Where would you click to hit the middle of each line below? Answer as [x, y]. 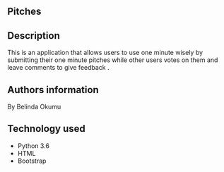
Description [34, 36]
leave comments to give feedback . [58, 68]
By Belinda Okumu [34, 107]
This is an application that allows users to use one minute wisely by [105, 53]
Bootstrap [32, 161]
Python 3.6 [33, 146]
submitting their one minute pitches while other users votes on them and [113, 60]
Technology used [47, 129]
